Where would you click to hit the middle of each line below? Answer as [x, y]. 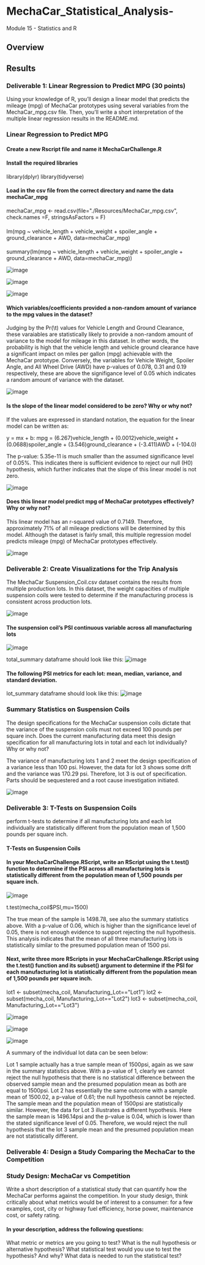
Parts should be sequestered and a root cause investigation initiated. [93, 780]
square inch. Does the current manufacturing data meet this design [91, 736]
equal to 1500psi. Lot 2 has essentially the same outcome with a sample [97, 1091]
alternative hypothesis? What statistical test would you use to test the [94, 1249]
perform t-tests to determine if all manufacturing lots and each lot [89, 821]
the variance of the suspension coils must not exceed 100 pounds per [94, 729]
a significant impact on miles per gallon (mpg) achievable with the [89, 354]
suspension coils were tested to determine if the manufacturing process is [100, 595]
